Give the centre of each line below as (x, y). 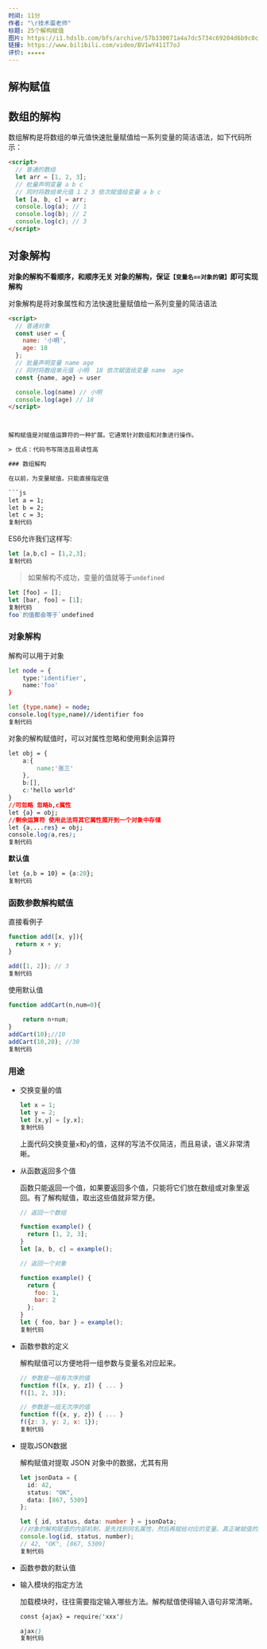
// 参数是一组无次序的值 (55, 1408)
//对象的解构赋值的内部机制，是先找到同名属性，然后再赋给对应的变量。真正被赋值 (135, 1529)
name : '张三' (55, 768)
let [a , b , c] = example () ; (66, 1249)
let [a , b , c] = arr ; (51, 199)
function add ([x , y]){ (46, 937)
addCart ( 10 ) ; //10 (37, 1035)
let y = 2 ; (38, 1113)
